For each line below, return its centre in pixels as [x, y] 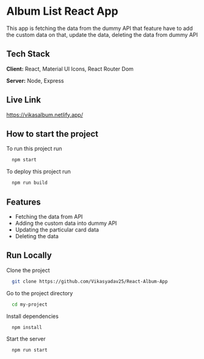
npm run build [30, 183]
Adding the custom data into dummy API [66, 223]
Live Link [24, 100]
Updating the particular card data [57, 229]
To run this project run [34, 149]
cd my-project [30, 304]
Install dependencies [33, 316]
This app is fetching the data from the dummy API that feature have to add [100, 28]
